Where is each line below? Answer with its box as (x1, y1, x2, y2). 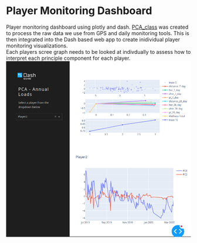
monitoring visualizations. (6, 42, 68, 49)
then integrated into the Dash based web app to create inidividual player (6, 36, 181, 43)
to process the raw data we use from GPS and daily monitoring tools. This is (6, 29, 189, 36)
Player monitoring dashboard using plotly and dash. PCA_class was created (6, 23, 189, 30)
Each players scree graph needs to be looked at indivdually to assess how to (6, 48, 191, 55)
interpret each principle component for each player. (6, 54, 131, 61)
